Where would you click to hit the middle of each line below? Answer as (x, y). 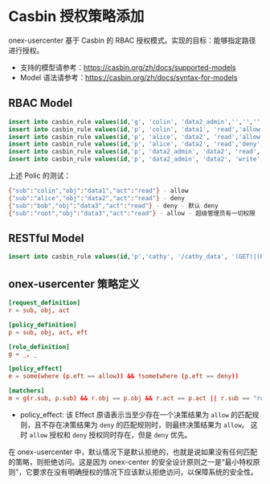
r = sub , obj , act (39, 310)
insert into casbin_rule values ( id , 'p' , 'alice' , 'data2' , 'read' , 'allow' (136, 137)
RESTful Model (46, 238)
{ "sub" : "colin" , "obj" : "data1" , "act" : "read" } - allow (98, 191)
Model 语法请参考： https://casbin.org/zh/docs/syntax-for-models (129, 77)
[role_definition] (39, 347)
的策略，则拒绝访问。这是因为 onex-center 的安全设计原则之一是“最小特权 (131, 461)
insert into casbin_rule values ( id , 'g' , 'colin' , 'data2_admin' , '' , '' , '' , (136, 121)
